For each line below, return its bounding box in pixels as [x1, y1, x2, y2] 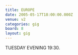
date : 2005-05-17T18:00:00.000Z [5, 12, 73, 17]
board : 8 [5, 26, 24, 31]
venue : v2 [5, 17, 26, 22]
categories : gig [5, 21, 39, 27]
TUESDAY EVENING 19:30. [5, 45, 60, 50]
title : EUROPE [5, 7, 35, 13]
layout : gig [5, 31, 30, 36]
